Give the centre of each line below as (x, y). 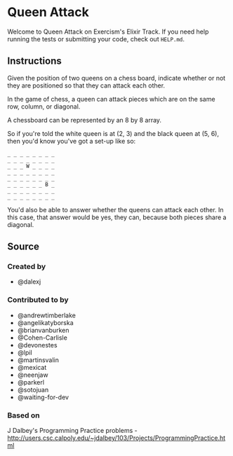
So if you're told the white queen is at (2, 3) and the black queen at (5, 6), (113, 133)
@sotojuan (33, 389)
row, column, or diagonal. (44, 106)
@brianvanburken (43, 330)
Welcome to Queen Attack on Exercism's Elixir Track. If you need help (108, 32)
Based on (24, 415)
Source (24, 247)
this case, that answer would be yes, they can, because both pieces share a (117, 217)
